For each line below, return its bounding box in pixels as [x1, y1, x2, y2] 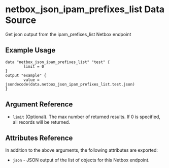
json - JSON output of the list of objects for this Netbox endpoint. [12, 157, 150, 163]
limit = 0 [23, 64, 44, 69]
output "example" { [5, 73, 47, 78]
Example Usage [5, 46, 56, 54]
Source [5, 14, 37, 26]
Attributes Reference [5, 133, 73, 142]
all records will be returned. [12, 119, 70, 125]
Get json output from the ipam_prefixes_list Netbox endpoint [5, 31, 131, 37]
